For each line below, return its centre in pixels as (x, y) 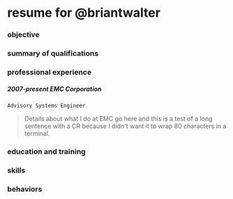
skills (16, 170)
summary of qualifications (53, 54)
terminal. (37, 133)
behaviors (25, 189)
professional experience (50, 72)
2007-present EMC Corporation (54, 89)
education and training (46, 152)
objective (23, 35)
